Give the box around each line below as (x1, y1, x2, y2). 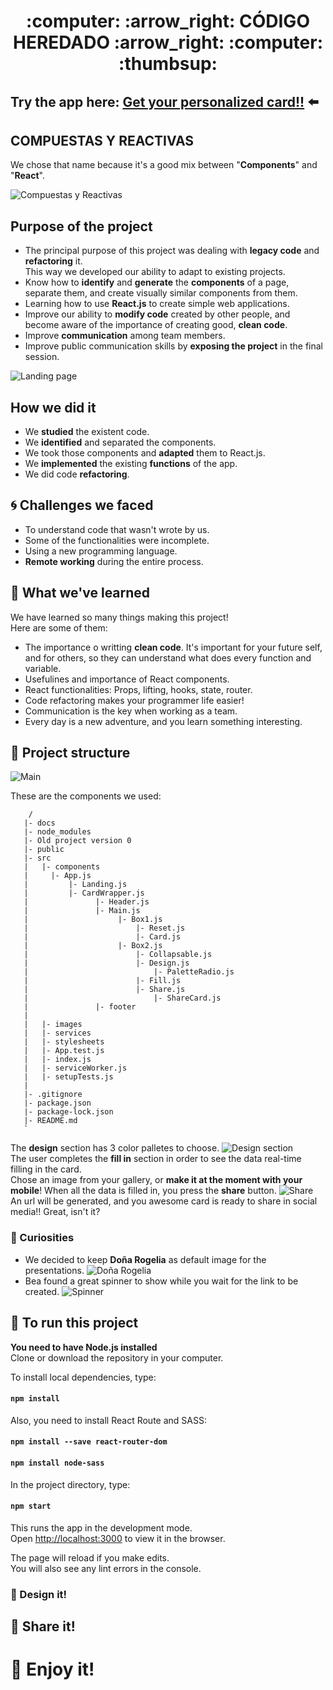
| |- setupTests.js (23, 1072, 114, 1082)
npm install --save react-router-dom (10, 1437, 168, 1447)
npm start (10, 1501, 52, 1512)
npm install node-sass (10, 1458, 105, 1468)
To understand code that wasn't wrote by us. (24, 523, 210, 535)
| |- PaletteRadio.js (23, 967, 235, 977)
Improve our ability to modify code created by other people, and (24, 308, 291, 320)
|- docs (23, 818, 56, 829)
